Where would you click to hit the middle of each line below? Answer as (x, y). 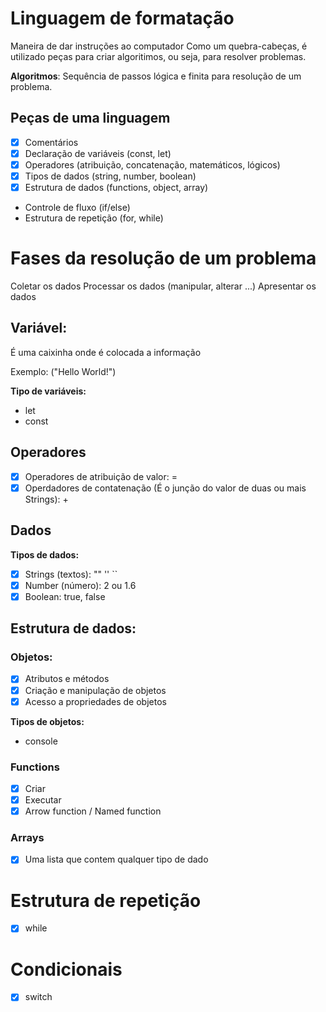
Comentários (51, 142)
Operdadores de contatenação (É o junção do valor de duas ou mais (165, 488)
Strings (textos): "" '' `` (71, 574)
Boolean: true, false (65, 596)
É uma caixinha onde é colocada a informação (106, 352)
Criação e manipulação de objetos (95, 690)
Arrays (27, 838)
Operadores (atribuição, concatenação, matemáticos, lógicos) (152, 164)
